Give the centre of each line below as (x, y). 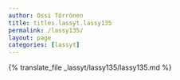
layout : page (30, 38)
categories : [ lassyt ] (44, 45)
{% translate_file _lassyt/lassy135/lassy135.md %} (90, 67)
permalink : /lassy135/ (46, 30)
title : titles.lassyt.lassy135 (60, 23)
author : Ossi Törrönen (46, 15)
